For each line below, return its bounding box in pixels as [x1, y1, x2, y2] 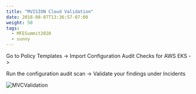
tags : [6, 25, 19, 31]
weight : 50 [6, 20, 33, 25]
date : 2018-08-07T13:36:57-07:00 [6, 14, 89, 20]
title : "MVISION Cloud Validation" [6, 8, 94, 15]
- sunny [11, 36, 31, 42]
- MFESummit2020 [11, 31, 51, 37]
